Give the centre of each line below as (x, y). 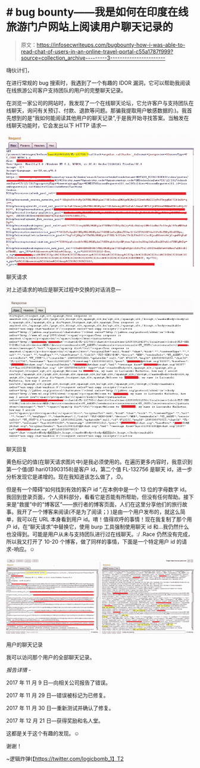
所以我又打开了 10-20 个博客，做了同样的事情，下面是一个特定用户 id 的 (94, 542)
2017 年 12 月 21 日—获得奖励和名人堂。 (55, 720)
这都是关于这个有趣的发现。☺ (43, 733)
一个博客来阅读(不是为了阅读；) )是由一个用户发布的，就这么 (106, 512)
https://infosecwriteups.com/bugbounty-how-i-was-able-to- (111, 45)
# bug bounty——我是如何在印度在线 (97, 12)
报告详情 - (19, 670)
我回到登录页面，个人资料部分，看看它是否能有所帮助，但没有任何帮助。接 (97, 497)
